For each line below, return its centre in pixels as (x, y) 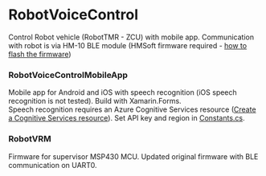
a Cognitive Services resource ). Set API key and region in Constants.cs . (127, 118)
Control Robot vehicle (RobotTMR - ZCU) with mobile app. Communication (131, 37)
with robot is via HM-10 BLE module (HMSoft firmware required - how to (128, 45)
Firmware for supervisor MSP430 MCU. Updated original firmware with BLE (133, 156)
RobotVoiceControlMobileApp (68, 75)
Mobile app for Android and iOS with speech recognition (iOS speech (123, 92)
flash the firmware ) (40, 54)
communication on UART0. (53, 165)
